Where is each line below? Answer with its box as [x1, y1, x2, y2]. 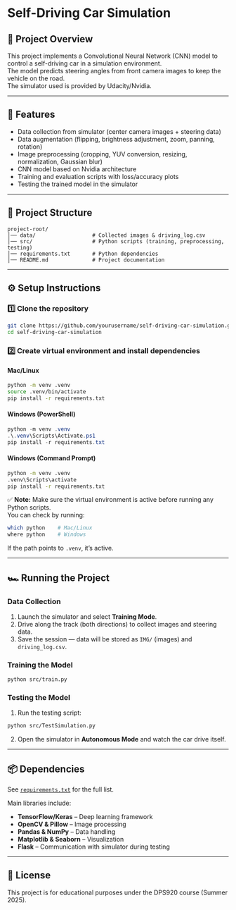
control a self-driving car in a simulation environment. [7, 59, 162, 68]
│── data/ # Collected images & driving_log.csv [7, 231, 206, 239]
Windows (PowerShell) [7, 410, 76, 419]
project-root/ [7, 226, 49, 233]
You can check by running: [7, 511, 85, 519]
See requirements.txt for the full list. [7, 785, 114, 794]
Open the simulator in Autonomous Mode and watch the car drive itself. [17, 735, 226, 744]
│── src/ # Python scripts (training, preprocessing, [7, 238, 225, 245]
